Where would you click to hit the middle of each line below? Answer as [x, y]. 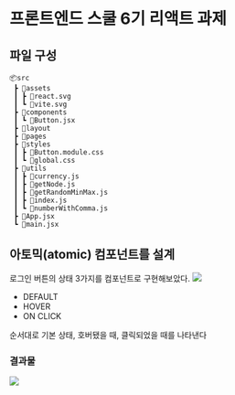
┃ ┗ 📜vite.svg [40, 104]
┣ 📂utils [30, 168]
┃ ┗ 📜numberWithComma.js [60, 208]
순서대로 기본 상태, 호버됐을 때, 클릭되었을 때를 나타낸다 [108, 335]
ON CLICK [42, 315]
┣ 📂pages [30, 136]
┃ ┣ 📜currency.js [46, 176]
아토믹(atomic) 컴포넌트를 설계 [92, 255]
